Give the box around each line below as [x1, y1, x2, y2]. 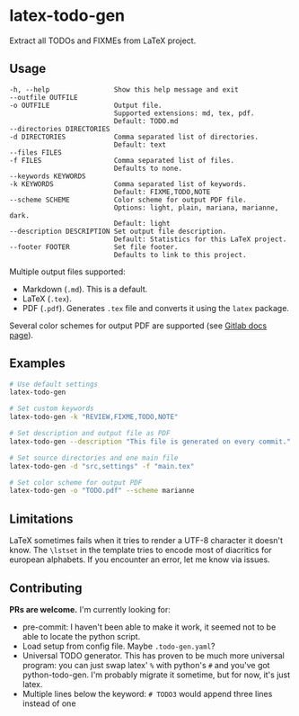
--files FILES [9, 148, 63, 157]
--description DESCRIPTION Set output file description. [9, 227, 227, 236]
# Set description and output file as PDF [9, 429, 171, 438]
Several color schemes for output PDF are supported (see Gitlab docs [9, 320, 268, 331]
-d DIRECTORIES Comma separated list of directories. [9, 132, 259, 141]
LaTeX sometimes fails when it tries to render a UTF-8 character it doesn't [9, 535, 284, 546]
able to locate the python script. [22, 631, 141, 641]
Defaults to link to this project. [113, 250, 247, 259]
